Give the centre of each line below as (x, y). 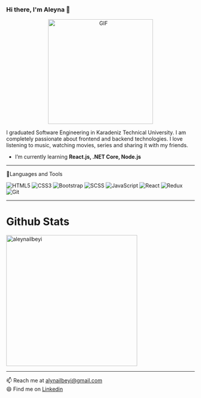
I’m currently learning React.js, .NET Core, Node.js (78, 157)
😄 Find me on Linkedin (35, 389)
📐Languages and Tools (34, 174)
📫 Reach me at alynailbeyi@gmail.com (54, 381)
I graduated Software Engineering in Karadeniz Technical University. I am (96, 133)
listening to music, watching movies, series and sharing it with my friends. (97, 145)
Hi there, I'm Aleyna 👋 (38, 10)
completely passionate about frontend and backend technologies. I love (95, 139)
